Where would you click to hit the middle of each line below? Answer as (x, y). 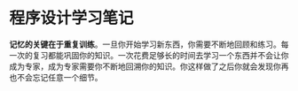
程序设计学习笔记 (72, 18)
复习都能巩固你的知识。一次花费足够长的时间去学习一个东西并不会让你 (161, 55)
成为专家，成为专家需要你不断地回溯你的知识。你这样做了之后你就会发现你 (145, 66)
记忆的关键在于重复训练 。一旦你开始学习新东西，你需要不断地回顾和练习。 (145, 44)
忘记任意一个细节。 (67, 77)
